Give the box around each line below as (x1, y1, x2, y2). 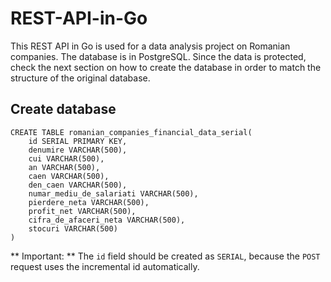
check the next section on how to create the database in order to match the (10, 61, 322, 73)
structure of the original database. (10, 72, 151, 84)
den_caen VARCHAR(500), (28, 180, 128, 190)
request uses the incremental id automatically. (10, 260, 200, 272)
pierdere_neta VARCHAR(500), (28, 197, 150, 207)
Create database (10, 101, 117, 118)
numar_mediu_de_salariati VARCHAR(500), (28, 188, 199, 199)
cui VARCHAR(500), (28, 153, 105, 164)
